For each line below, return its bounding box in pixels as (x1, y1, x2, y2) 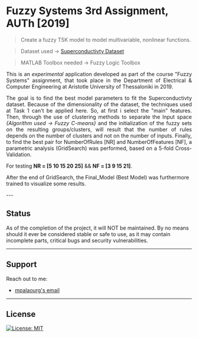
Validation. (6, 150, 32, 158)
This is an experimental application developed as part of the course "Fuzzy (6, 70, 192, 77)
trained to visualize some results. (6, 180, 87, 187)
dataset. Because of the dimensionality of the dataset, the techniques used (6, 100, 192, 107)
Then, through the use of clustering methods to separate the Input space (6, 113, 192, 120)
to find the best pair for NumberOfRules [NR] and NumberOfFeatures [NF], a (6, 138, 192, 145)
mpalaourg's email (14, 286, 60, 293)
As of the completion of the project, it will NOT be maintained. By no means (6, 224, 189, 231)
